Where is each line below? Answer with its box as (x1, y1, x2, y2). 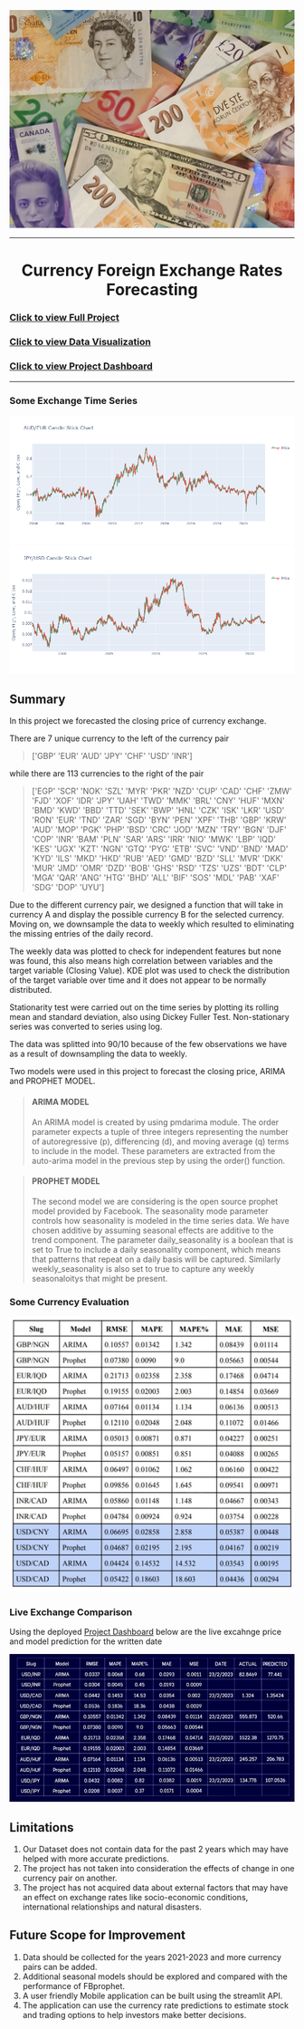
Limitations (9, 1820, 74, 1835)
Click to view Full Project (9, 312, 119, 324)
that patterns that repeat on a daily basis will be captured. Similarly (31, 1254, 281, 1265)
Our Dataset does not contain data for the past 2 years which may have (22, 1844, 290, 1855)
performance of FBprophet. (22, 1980, 125, 1991)
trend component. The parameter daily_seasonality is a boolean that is (31, 1234, 294, 1245)
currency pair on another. (22, 1872, 118, 1884)
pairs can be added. (22, 1961, 98, 1972)
